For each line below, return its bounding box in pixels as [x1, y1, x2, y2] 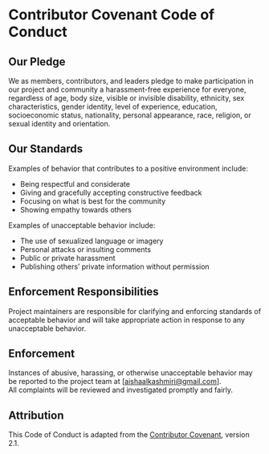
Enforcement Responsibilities [8, 285, 159, 299]
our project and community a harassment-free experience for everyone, [8, 85, 247, 94]
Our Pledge [8, 55, 66, 68]
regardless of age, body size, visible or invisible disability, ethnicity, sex [8, 93, 245, 102]
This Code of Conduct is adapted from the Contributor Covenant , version [8, 430, 251, 440]
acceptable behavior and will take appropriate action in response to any [8, 315, 246, 324]
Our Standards [8, 142, 84, 156]
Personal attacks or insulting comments [19, 244, 151, 254]
